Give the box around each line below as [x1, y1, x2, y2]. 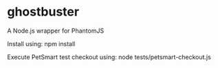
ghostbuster [7, 4, 80, 20]
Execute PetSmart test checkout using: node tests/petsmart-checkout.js [7, 52, 211, 61]
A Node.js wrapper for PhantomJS [7, 27, 105, 35]
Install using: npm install [7, 39, 76, 48]
